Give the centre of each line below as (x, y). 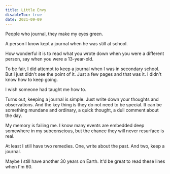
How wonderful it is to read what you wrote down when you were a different (85, 53)
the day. (14, 115)
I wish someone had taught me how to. (46, 90)
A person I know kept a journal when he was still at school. (66, 44)
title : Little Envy (26, 10)
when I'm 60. (19, 167)
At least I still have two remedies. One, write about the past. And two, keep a (85, 146)
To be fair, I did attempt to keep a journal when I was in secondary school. (82, 69)
